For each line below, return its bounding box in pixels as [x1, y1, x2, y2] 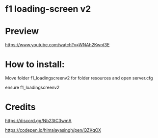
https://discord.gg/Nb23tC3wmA [5, 118, 72, 123]
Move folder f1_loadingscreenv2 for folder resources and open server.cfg [5, 75, 153, 81]
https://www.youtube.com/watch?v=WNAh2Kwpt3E [5, 42, 110, 48]
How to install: [5, 59, 65, 70]
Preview [5, 26, 39, 37]
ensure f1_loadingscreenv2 [5, 84, 60, 91]
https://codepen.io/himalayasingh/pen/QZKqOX [5, 127, 102, 133]
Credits [5, 101, 36, 113]
